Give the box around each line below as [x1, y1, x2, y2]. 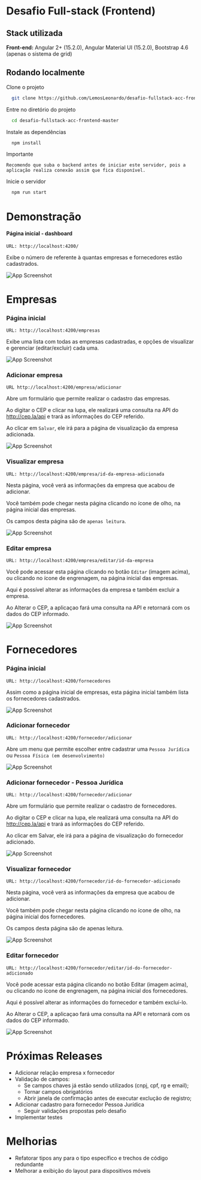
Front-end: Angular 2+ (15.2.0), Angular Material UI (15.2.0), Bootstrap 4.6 [6, 44, 188, 51]
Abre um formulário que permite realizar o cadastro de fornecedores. [6, 802, 177, 809]
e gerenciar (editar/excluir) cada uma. [6, 344, 99, 351]
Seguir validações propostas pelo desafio [23, 1107, 127, 1114]
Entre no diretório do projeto [6, 106, 76, 113]
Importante [6, 151, 33, 158]
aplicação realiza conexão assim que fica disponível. [6, 168, 146, 174]
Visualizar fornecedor [6, 865, 72, 873]
